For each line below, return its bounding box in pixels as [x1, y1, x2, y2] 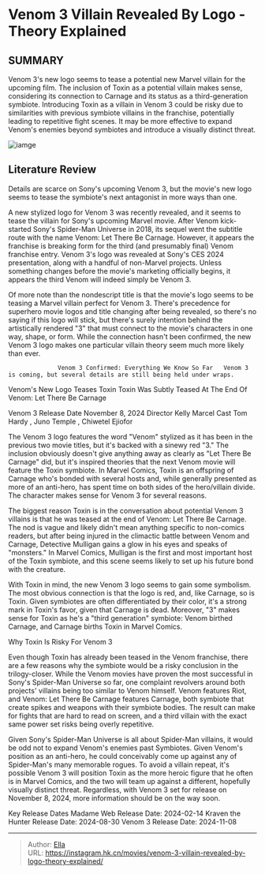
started [8, 224, 32, 233]
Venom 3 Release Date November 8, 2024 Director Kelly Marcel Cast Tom [8, 408, 248, 417]
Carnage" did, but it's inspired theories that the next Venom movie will [8, 457, 236, 466]
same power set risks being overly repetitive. [8, 719, 155, 729]
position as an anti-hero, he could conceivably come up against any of [8, 751, 237, 760]
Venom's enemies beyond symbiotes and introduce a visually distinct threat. [8, 125, 256, 134]
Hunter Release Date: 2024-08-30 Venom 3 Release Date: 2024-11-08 [8, 816, 237, 826]
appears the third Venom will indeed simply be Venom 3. [8, 275, 192, 284]
